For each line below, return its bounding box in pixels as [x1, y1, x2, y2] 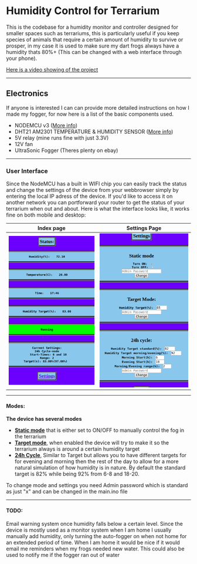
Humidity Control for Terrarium [6, 4, 160, 18]
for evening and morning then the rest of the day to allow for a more [14, 458, 179, 465]
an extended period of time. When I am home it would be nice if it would [6, 539, 180, 546]
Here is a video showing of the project [6, 66, 98, 73]
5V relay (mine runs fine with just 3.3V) [14, 134, 109, 141]
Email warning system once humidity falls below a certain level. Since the [6, 520, 183, 527]
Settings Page [126, 224, 162, 231]
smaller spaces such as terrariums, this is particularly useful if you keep [6, 29, 180, 36]
